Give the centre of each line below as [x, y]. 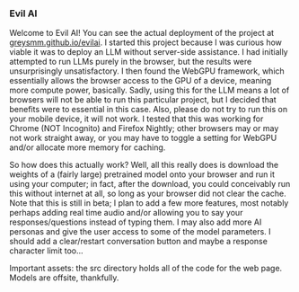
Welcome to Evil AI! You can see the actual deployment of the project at [142, 33]
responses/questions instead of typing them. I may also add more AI [136, 222]
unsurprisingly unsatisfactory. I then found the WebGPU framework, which [147, 71]
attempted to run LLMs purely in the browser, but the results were [131, 62]
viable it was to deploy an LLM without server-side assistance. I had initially [149, 52]
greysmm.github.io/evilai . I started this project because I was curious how [146, 42]
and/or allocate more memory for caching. [88, 147]
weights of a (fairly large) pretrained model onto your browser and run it [142, 174]
